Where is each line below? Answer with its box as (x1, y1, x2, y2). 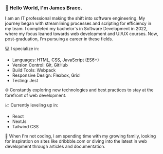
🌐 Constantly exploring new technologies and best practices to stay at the (5, 87, 154, 93)
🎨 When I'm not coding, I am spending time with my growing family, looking (5, 133, 156, 139)
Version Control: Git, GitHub (12, 62, 68, 68)
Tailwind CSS (12, 124, 39, 130)
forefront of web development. (5, 92, 67, 99)
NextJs (12, 119, 27, 124)
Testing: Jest (12, 78, 38, 84)
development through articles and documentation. (5, 143, 106, 150)
